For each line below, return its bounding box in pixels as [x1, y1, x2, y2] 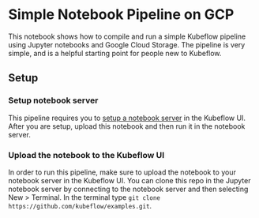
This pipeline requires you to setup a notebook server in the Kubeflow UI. [8, 113, 246, 122]
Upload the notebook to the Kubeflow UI [8, 149, 165, 160]
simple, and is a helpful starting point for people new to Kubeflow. [8, 48, 222, 58]
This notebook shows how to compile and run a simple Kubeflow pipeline [8, 32, 246, 41]
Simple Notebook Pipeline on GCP [8, 6, 235, 24]
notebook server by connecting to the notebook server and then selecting [8, 184, 249, 194]
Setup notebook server [8, 95, 99, 106]
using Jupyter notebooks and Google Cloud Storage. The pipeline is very [8, 39, 246, 49]
